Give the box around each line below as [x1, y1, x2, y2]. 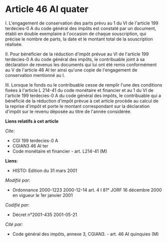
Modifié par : [5, 177, 31, 183]
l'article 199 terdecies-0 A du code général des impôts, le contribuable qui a [5, 92, 161, 98]
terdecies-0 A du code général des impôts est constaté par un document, [5, 25, 157, 31]
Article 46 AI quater [5, 3, 89, 15]
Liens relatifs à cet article [5, 118, 59, 124]
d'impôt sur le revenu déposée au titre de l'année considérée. [5, 108, 132, 114]
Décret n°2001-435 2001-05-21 [12, 211, 77, 217]
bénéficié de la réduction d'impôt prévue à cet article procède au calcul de [5, 97, 159, 103]
